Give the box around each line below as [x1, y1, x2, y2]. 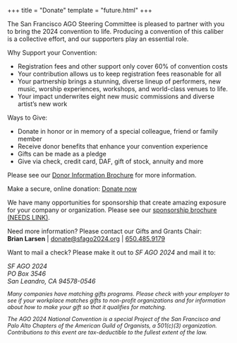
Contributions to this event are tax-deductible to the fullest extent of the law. [7, 329, 207, 337]
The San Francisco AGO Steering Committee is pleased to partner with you [7, 20, 225, 28]
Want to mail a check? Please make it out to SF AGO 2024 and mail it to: [7, 248, 217, 257]
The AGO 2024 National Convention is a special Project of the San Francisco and [7, 315, 221, 323]
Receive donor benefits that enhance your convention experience [17, 142, 208, 151]
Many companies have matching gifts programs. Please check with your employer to [7, 290, 230, 298]
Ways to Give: [7, 113, 48, 122]
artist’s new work [17, 100, 68, 108]
